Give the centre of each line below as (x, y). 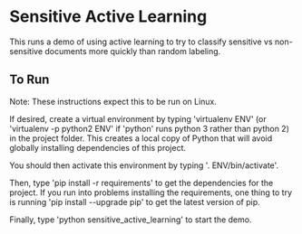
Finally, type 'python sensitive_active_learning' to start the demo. (131, 220)
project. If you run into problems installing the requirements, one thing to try (151, 192)
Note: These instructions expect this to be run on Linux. (113, 101)
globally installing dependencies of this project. (98, 147)
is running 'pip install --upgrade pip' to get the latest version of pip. (135, 201)
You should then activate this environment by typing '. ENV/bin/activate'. (144, 165)
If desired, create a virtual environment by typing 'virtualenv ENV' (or (138, 118)
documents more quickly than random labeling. (133, 51)
